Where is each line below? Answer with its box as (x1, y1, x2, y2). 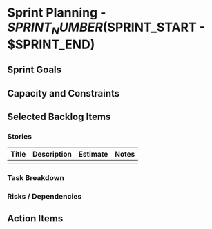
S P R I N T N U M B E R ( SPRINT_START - (7, 19, 206, 37)
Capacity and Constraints (7, 88, 120, 99)
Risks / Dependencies (7, 192, 82, 201)
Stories (7, 131, 32, 141)
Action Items (7, 212, 64, 225)
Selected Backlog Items (7, 110, 111, 122)
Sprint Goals (7, 64, 62, 76)
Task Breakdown (7, 173, 64, 183)
